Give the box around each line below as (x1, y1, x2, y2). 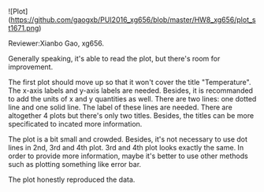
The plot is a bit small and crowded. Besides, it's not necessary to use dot (8, 135, 248, 144)
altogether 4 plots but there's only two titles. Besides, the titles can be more (8, 111, 255, 120)
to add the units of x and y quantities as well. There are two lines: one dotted (8, 94, 257, 103)
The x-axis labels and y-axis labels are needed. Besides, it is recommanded (8, 86, 254, 95)
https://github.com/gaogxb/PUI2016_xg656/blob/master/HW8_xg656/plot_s (10, 15, 256, 24)
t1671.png (8, 24, 39, 32)
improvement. (8, 62, 54, 72)
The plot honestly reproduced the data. (8, 175, 136, 184)
